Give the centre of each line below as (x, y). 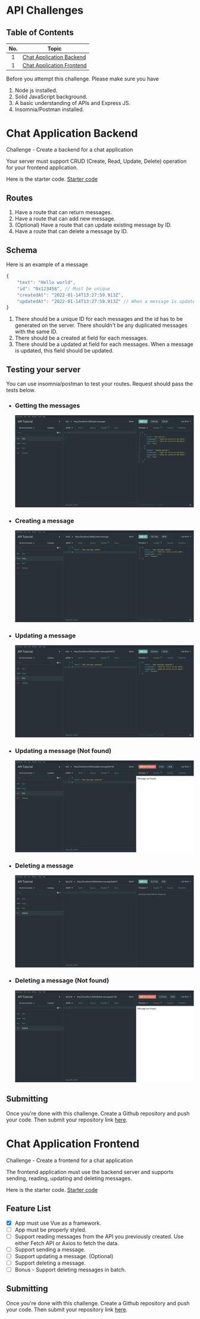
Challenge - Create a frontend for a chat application (69, 1160)
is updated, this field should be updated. (64, 351)
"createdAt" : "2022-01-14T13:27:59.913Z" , (70, 295)
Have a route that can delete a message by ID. (71, 231)
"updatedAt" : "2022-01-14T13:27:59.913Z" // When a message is (97, 301)
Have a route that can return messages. (63, 212)
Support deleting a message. (50, 1263)
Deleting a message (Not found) (62, 981)
